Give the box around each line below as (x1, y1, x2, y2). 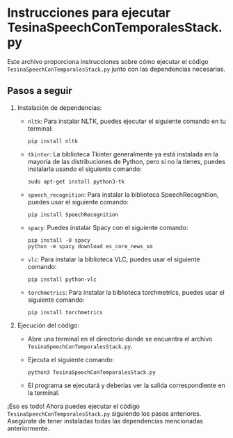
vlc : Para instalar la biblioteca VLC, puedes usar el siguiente (27, 255, 200, 263)
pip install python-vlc (27, 276, 97, 283)
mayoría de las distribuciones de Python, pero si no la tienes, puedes (27, 157, 226, 165)
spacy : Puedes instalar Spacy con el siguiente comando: (27, 223, 188, 232)
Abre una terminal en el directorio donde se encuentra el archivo (27, 334, 213, 343)
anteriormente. (7, 424, 50, 432)
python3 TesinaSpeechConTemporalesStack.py (27, 368, 156, 376)
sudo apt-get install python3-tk (27, 178, 125, 185)
